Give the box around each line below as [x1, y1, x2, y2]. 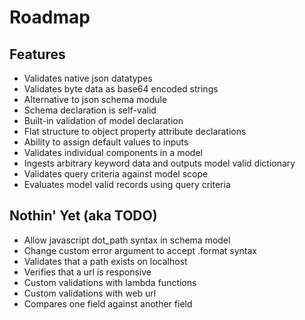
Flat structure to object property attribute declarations [23, 126, 247, 137]
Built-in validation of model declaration [23, 115, 184, 126]
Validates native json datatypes [23, 72, 153, 84]
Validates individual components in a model [23, 147, 203, 158]
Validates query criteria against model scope [23, 168, 209, 180]
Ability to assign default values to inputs [23, 136, 189, 148]
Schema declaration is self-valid [23, 104, 157, 116]
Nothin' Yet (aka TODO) [9, 207, 158, 225]
